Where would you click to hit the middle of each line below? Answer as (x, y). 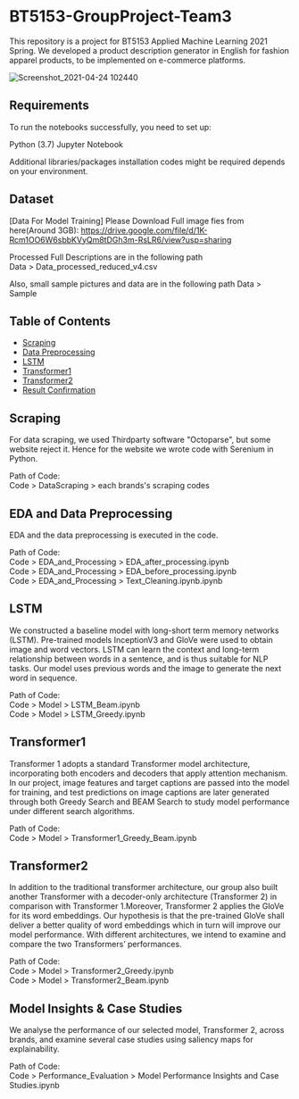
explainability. (34, 1049)
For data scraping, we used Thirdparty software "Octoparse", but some (140, 440)
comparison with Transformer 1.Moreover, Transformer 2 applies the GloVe (146, 906)
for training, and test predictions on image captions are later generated (139, 792)
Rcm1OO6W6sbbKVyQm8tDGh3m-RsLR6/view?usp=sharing (120, 239)
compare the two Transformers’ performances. (96, 945)
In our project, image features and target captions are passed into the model (149, 782)
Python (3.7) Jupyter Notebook (66, 144)
